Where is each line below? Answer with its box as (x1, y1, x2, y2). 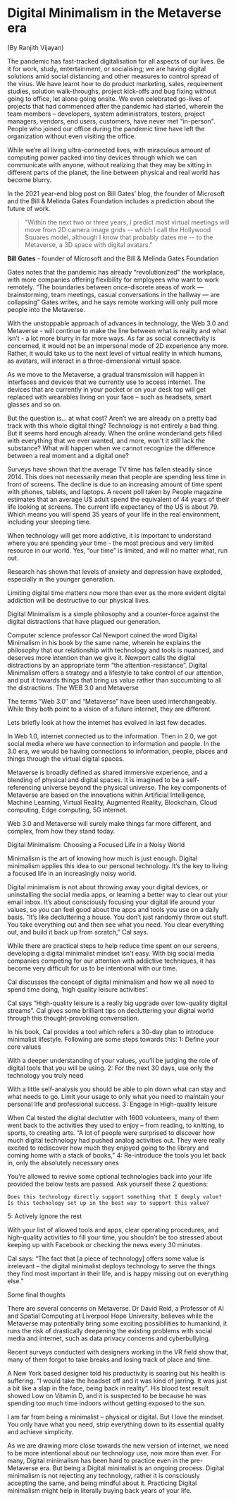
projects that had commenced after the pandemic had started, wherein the (7, 102, 224, 110)
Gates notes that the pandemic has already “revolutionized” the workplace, (7, 268, 225, 276)
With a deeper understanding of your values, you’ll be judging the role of (7, 1056, 218, 1064)
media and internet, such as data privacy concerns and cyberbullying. (7, 1334, 211, 1342)
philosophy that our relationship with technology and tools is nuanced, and (7, 646, 224, 654)
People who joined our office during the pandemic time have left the (7, 124, 205, 133)
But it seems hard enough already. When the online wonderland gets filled (7, 428, 223, 437)
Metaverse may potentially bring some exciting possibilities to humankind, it (7, 1318, 228, 1328)
